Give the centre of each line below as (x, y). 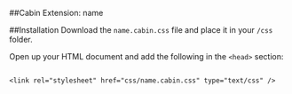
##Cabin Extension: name (56, 13)
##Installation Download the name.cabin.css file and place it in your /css (141, 30)
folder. (21, 39)
